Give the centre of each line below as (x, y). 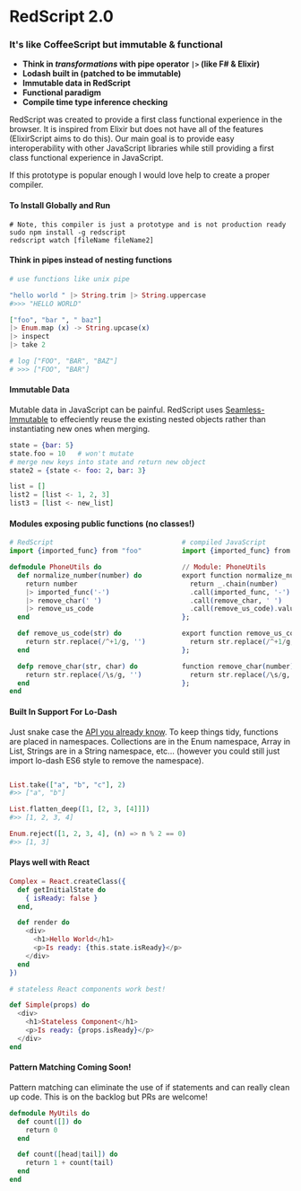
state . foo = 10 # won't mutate (72, 454)
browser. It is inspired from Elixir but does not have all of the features (137, 129)
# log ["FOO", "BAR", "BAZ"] (64, 361)
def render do (43, 922)
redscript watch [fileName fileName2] (82, 240)
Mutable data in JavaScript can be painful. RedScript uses (116, 410)
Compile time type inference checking (95, 102)
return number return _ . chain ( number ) (152, 584)
